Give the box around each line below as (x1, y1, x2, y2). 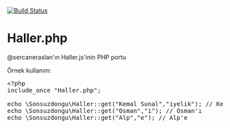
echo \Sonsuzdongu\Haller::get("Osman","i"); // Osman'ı (7, 107, 203, 114)
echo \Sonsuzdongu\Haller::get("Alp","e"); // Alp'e (7, 114, 188, 121)
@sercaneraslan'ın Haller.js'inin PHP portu (7, 53, 127, 61)
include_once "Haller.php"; (7, 86, 101, 94)
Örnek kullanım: (7, 66, 51, 75)
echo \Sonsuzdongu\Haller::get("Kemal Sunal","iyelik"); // (7, 100, 214, 107)
